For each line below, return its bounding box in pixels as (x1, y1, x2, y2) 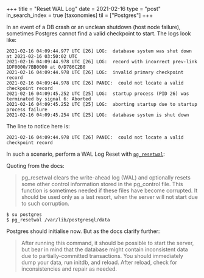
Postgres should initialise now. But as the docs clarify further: (6, 228, 160, 235)
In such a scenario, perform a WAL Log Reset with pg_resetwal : (6, 150, 166, 158)
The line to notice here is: (6, 123, 70, 130)
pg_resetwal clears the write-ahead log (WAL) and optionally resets (21, 174, 191, 181)
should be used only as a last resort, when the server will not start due (21, 193, 198, 200)
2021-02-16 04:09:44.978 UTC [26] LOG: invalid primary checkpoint (6, 69, 184, 75)
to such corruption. (21, 200, 70, 207)
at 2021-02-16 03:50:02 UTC (6, 54, 78, 60)
